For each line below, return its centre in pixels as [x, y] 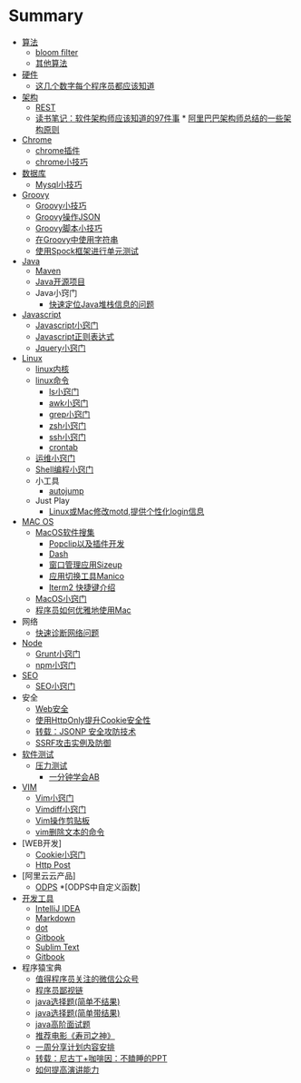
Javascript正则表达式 [75, 336]
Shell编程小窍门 [64, 469]
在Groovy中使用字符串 [77, 239]
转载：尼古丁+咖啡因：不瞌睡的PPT [101, 1058]
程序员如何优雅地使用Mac [83, 610]
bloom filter [57, 52]
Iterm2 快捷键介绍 [82, 587]
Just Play [52, 500]
